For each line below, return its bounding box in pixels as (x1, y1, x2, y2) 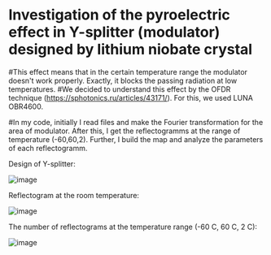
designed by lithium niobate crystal (8, 41, 253, 58)
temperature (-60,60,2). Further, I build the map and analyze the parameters (8, 134, 264, 144)
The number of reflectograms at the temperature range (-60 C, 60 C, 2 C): (8, 222, 258, 231)
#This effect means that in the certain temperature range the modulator (8, 67, 248, 76)
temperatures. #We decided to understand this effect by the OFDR (8, 84, 231, 94)
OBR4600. (8, 102, 43, 111)
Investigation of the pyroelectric (8, 6, 230, 24)
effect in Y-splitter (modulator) (8, 23, 221, 41)
